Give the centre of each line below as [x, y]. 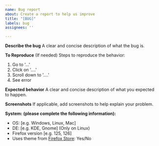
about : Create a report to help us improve [50, 14]
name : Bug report [23, 9]
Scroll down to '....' [31, 75]
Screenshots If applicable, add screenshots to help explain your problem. [79, 104]
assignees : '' [20, 28]
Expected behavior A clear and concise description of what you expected [80, 90]
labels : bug [17, 23]
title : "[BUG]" [21, 18]
